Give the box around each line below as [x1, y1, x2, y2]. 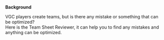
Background [5, 4, 32, 10]
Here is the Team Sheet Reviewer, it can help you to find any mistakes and [5, 24, 159, 30]
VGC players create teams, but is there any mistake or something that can [5, 14, 159, 19]
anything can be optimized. [5, 30, 62, 35]
